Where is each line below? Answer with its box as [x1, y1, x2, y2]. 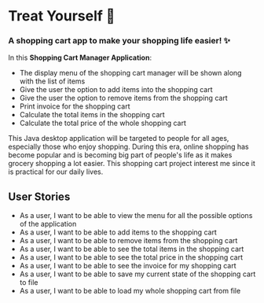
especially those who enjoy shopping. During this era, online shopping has [8, 142, 249, 152]
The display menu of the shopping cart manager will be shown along [19, 68, 242, 78]
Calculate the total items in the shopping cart [19, 110, 165, 120]
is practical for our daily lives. [8, 167, 104, 176]
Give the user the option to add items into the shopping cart [19, 85, 213, 94]
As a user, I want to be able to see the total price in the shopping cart [19, 253, 244, 262]
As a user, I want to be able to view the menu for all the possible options [19, 211, 253, 220]
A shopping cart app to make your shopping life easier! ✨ [8, 35, 231, 46]
